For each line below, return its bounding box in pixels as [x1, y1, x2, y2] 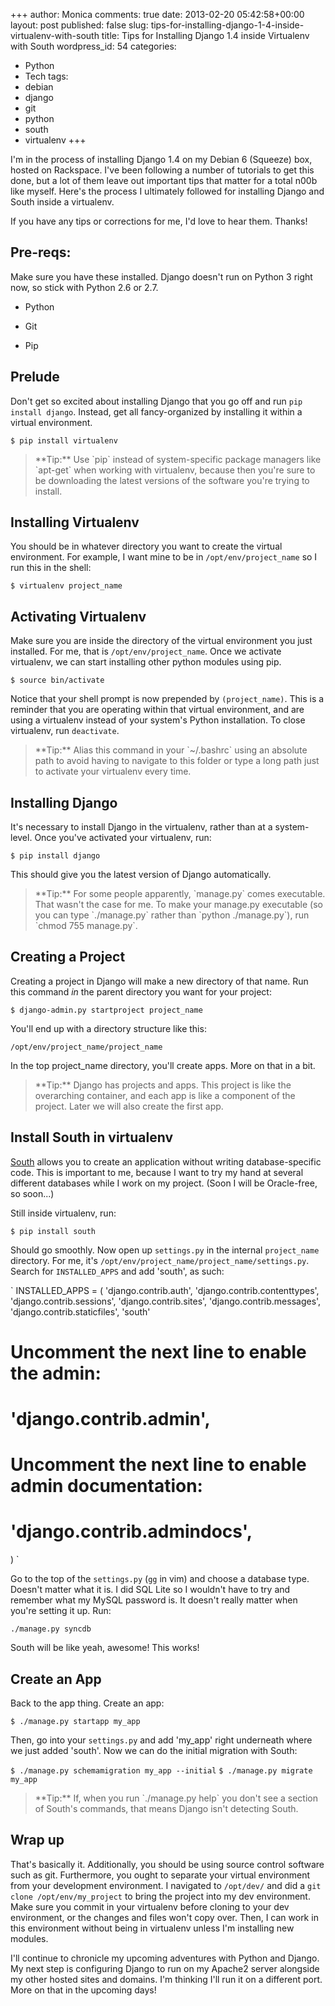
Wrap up [10, 1832, 65, 1849]
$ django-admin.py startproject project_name [10, 1005, 203, 1015]
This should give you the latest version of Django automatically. [10, 869, 272, 881]
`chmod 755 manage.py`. [34, 920, 138, 932]
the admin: [10, 1362, 102, 1384]
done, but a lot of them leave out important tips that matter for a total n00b [10, 175, 318, 186]
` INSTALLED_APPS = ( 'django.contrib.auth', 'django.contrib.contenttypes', [10, 1284, 320, 1296]
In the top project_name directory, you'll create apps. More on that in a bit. [10, 1059, 316, 1071]
